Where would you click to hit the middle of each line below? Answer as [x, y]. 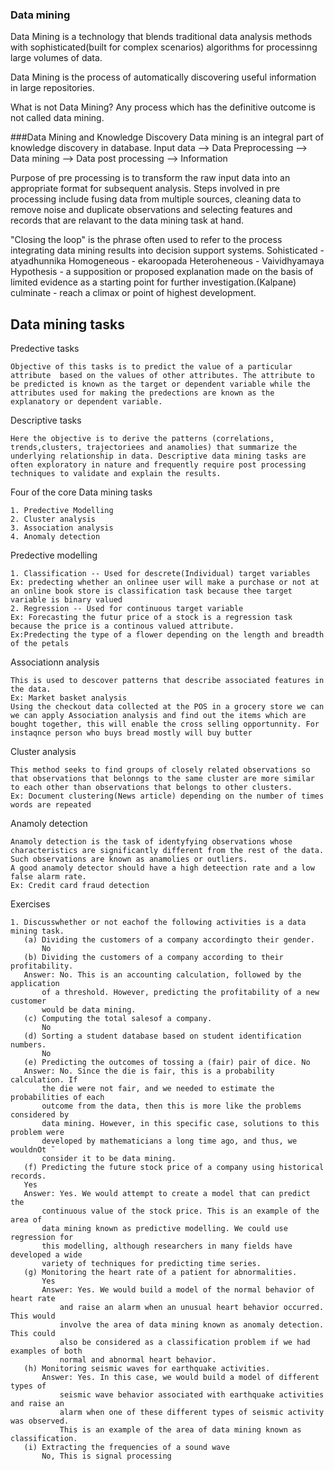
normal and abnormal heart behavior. [138, 1360]
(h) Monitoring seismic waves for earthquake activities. [147, 1369]
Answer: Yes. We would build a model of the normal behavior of [178, 1290]
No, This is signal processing [106, 1456]
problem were [37, 1133]
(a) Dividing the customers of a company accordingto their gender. [169, 940]
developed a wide [46, 1255]
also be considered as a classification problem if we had [185, 1343]
